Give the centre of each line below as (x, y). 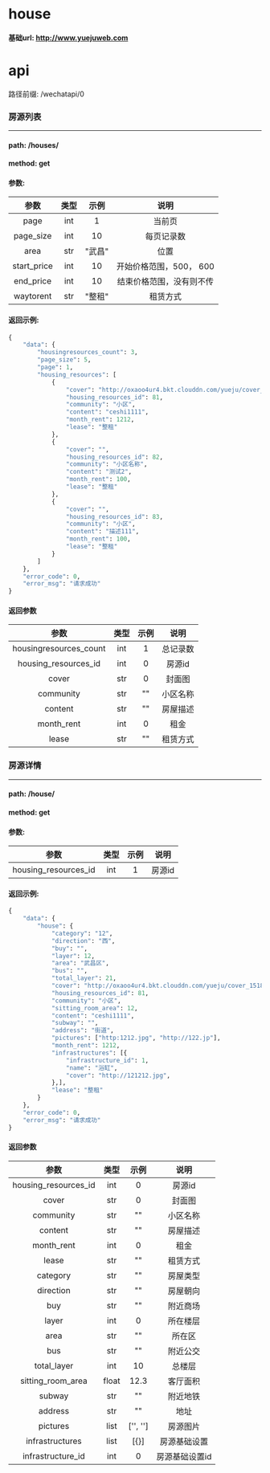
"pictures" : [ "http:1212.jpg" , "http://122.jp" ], (136, 1038)
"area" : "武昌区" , (80, 963)
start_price (33, 266)
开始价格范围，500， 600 (165, 267)
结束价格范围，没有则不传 (166, 282)
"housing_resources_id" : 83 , (114, 516)
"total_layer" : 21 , (84, 978)
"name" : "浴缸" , (92, 1068)
